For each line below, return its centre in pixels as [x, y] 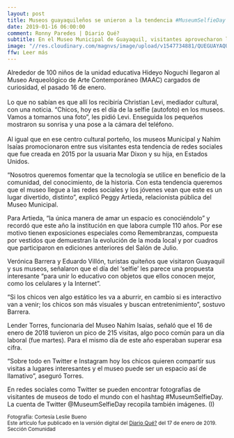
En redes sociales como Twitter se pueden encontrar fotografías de [104, 389]
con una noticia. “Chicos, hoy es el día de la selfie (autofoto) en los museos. [116, 109]
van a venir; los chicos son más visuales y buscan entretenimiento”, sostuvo [116, 304]
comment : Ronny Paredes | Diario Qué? [63, 33]
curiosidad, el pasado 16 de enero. [57, 87]
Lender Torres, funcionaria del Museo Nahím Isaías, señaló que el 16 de [110, 325]
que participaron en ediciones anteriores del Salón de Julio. [93, 248]
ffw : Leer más [28, 53]
